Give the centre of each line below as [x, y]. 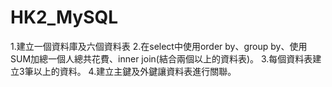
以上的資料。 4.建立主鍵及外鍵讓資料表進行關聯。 [135, 71]
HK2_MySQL [64, 17]
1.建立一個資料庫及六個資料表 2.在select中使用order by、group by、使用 [159, 46]
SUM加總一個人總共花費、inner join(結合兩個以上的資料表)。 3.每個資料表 [161, 58]
